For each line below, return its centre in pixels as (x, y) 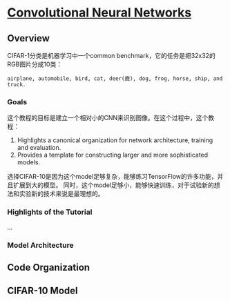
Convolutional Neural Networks (99, 13)
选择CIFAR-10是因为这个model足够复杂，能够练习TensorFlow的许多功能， (112, 177)
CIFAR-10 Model (42, 291)
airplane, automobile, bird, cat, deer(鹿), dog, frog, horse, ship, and (115, 79)
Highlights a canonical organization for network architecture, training (115, 140)
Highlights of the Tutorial (50, 212)
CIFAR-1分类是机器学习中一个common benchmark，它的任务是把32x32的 (111, 56)
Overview (29, 38)
